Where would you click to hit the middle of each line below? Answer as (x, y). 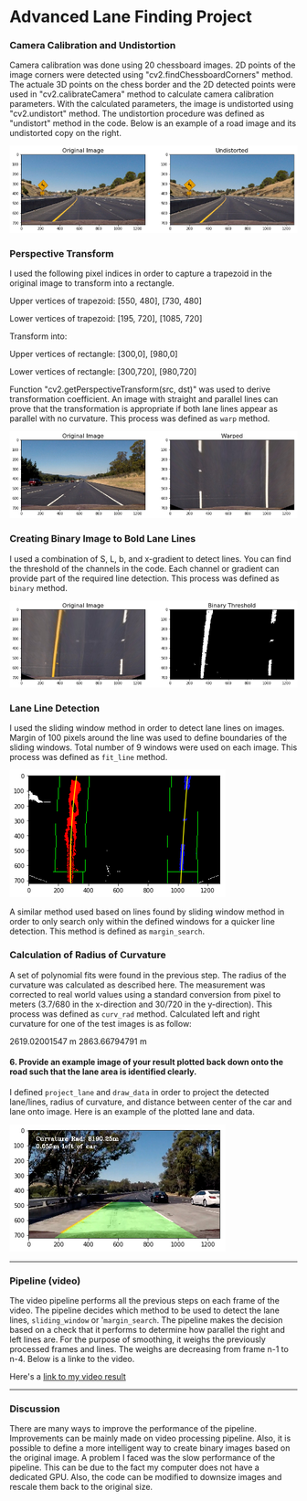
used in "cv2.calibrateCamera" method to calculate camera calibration (142, 94)
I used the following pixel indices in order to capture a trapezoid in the (141, 274)
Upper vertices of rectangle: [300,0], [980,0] (94, 354)
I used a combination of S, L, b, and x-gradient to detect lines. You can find (150, 558)
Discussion (35, 1409)
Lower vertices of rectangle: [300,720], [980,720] (103, 372)
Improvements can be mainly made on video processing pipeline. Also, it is (150, 1438)
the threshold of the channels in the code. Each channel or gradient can (144, 568)
